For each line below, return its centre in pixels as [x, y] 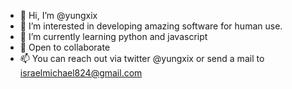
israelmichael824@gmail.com [81, 73]
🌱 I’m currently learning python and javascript [113, 36]
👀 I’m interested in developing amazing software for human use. [151, 26]
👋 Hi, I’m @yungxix [58, 15]
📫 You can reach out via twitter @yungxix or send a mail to [142, 58]
